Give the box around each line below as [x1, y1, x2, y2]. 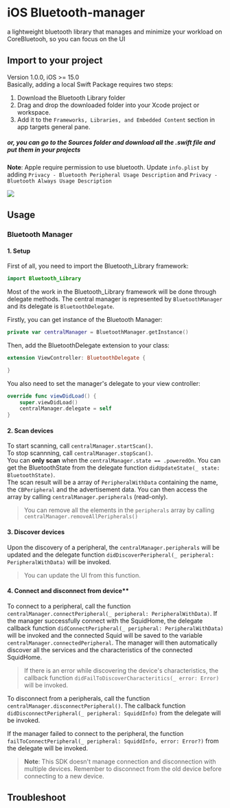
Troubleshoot [7, 792, 67, 804]
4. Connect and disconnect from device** [7, 587, 129, 595]
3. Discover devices [7, 528, 65, 536]
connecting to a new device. [23, 772, 104, 780]
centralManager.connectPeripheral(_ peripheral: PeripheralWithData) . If [7, 609, 218, 617]
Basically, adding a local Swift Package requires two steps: [7, 80, 174, 89]
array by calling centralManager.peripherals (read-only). [7, 493, 168, 501]
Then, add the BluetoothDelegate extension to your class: [7, 341, 170, 349]
